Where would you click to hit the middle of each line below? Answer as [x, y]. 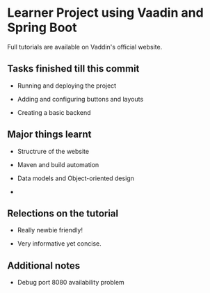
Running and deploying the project [67, 86]
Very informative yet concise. [59, 244]
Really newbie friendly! [50, 230]
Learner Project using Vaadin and [105, 13]
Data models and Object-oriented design [75, 178]
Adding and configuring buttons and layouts [80, 99]
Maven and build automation [58, 164]
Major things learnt [49, 135]
